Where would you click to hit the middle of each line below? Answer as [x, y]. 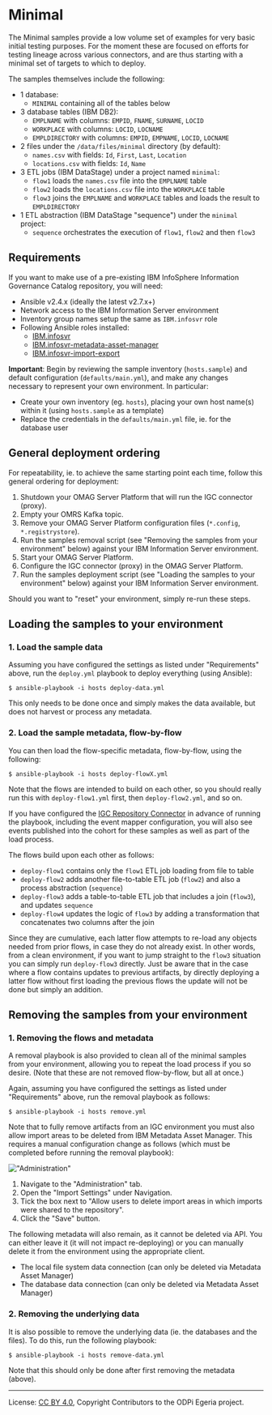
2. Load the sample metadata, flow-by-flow [95, 733]
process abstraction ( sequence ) [72, 888]
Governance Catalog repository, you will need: [86, 286]
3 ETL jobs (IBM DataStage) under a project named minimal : [120, 172]
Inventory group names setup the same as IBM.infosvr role [119, 318]
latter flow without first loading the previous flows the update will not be [128, 981]
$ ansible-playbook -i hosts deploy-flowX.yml [88, 774]
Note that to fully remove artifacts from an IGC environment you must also [132, 1127]
